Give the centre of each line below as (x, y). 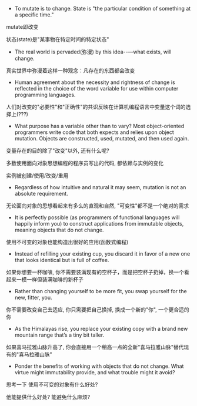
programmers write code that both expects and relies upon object (94, 132)
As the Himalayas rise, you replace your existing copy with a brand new (101, 329)
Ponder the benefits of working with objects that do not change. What (99, 366)
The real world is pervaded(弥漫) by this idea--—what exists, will (93, 52)
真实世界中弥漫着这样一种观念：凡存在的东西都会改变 (71, 71)
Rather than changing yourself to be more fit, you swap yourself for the (101, 291)
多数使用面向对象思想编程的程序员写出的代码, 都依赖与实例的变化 (85, 163)
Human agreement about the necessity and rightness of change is (95, 82)
